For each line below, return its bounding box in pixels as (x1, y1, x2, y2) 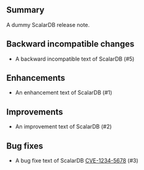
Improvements (6, 106, 63, 117)
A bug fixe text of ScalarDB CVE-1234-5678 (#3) (15, 157, 139, 164)
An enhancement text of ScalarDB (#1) (15, 89, 112, 97)
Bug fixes (6, 141, 44, 151)
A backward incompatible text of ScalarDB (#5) (15, 55, 135, 62)
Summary (6, 5, 45, 15)
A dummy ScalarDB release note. (6, 21, 90, 28)
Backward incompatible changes (6, 39, 135, 50)
